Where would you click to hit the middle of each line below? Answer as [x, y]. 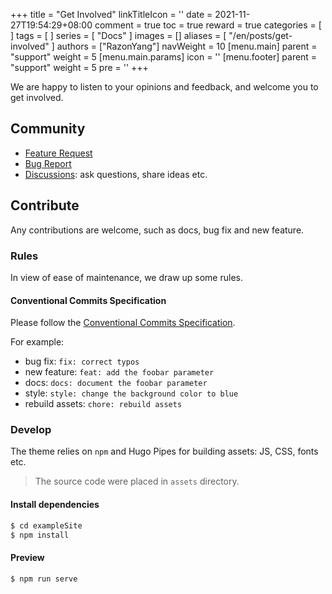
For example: [37, 342]
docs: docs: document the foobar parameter [116, 383]
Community [48, 129]
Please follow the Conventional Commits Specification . [123, 323]
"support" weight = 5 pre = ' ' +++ [79, 67]
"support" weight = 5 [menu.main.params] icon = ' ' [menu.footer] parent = [164, 57]
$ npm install [40, 535]
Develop [31, 430]
